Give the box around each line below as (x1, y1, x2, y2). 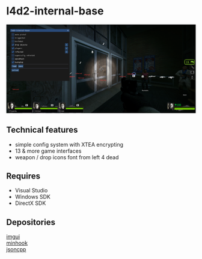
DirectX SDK (14, 200, 46, 207)
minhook (6, 239, 28, 247)
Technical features (6, 125, 78, 135)
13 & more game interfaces (14, 147, 82, 154)
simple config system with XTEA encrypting (14, 141, 123, 148)
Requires (6, 171, 41, 181)
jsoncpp (6, 246, 26, 253)
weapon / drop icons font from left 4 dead (14, 153, 119, 160)
